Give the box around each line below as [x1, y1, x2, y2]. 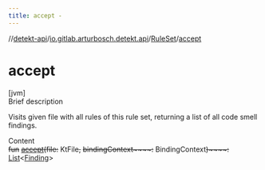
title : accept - [8, 11, 62, 20]
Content [8, 136, 35, 145]
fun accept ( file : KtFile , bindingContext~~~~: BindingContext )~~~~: [8, 144, 230, 154]
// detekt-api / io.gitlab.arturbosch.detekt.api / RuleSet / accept [8, 34, 202, 43]
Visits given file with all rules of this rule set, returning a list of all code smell [8, 112, 258, 121]
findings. [8, 121, 38, 130]
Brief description [8, 97, 64, 106]
